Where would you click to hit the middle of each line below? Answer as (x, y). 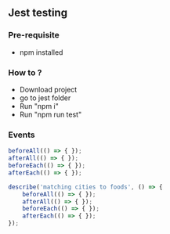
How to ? (25, 72)
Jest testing (38, 13)
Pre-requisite (34, 35)
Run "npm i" (39, 106)
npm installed (41, 52)
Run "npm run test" (51, 114)
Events (22, 135)
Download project (48, 89)
